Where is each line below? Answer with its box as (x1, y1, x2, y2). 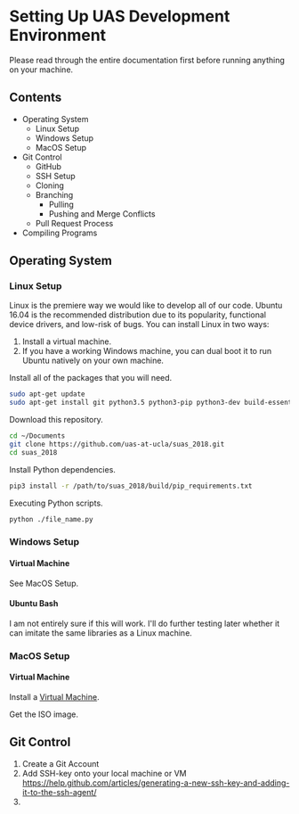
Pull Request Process (35, 218, 114, 228)
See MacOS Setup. (9, 578, 78, 588)
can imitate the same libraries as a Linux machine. (9, 627, 193, 638)
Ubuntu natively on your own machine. (21, 355, 165, 366)
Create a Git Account (21, 758, 100, 769)
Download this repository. (9, 415, 104, 425)
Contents (9, 90, 62, 105)
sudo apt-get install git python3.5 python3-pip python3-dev (9, 399, 241, 407)
